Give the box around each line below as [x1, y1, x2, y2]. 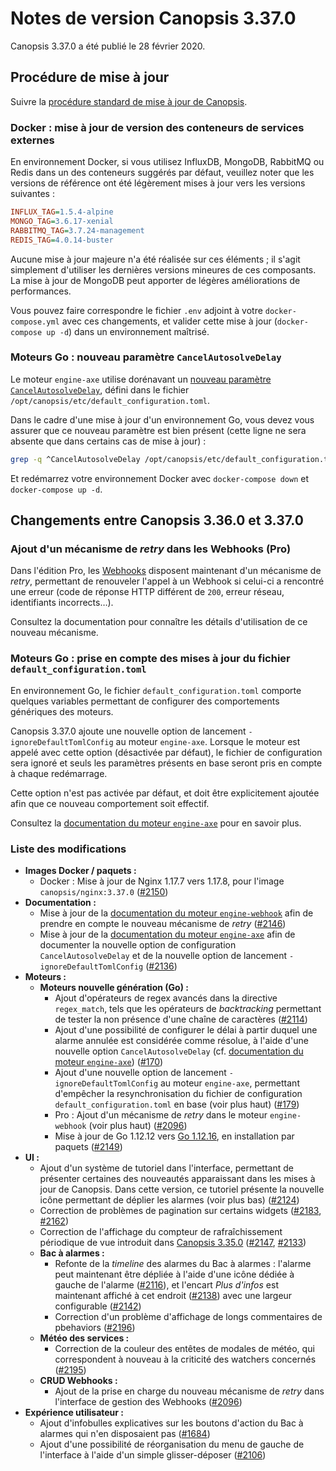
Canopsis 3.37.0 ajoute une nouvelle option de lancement [10, 725, 247, 737]
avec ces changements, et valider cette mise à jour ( [61, 315, 278, 327]
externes [10, 133, 55, 147]
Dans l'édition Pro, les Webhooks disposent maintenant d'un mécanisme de [10, 565, 322, 577]
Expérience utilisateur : [24, 1407, 125, 1418]
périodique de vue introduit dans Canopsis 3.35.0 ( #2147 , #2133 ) [39, 1237, 307, 1248]
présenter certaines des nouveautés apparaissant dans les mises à [39, 1173, 316, 1184]
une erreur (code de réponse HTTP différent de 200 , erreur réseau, [10, 586, 285, 598]
